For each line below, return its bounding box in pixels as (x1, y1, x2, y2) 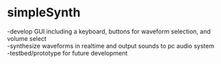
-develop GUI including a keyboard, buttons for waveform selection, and (7, 27, 211, 35)
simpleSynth (7, 5, 81, 20)
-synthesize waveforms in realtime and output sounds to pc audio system (7, 42, 214, 50)
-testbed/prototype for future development (7, 49, 128, 57)
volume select (7, 34, 47, 42)
